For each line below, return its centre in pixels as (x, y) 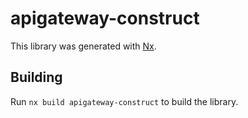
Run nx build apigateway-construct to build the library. (124, 101)
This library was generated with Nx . (83, 46)
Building (36, 77)
